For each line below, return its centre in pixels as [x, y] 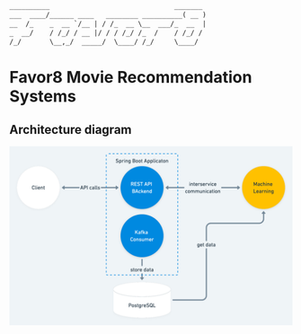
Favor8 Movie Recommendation [131, 78]
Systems [43, 97]
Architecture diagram [71, 130]
